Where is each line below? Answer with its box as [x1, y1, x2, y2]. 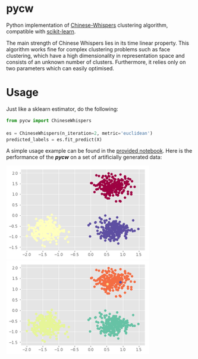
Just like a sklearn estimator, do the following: [6, 105, 119, 112]
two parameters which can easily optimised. [6, 64, 115, 72]
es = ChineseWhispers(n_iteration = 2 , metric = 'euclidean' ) [6, 130, 153, 136]
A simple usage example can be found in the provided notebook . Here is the [6, 147, 193, 154]
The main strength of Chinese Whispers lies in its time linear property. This [6, 39, 189, 47]
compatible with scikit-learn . [6, 27, 76, 35]
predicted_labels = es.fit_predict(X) [6, 137, 102, 143]
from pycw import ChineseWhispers [6, 117, 92, 123]
